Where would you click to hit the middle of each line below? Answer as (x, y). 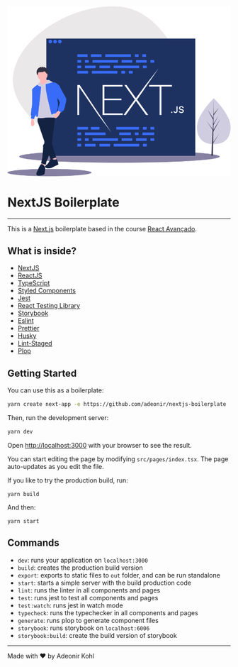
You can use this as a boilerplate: (56, 390)
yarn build (23, 494)
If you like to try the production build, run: (68, 480)
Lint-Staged (35, 343)
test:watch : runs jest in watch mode (70, 605)
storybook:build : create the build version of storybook (97, 635)
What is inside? (42, 251)
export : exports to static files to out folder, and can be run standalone (119, 575)
